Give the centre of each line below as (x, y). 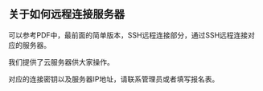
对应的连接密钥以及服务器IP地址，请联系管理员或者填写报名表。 (114, 79)
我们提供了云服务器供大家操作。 (61, 61)
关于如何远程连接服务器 (66, 14)
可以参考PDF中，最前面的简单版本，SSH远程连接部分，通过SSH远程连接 (128, 35)
